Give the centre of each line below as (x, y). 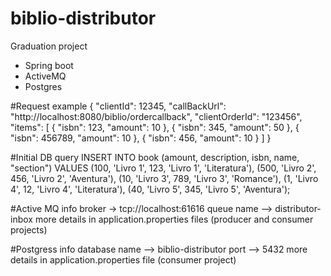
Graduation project (49, 46)
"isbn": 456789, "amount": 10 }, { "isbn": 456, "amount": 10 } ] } (141, 138)
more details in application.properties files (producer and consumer (174, 219)
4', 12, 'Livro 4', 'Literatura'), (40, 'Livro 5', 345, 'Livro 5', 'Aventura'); (150, 189)
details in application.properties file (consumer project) (123, 259)
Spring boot (49, 65)
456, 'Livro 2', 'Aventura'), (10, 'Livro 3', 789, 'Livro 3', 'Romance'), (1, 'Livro (164, 178)
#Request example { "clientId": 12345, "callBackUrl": (118, 106)
